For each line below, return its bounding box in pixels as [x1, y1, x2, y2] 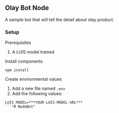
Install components [5, 58, 43, 64]
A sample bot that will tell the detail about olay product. [5, 16, 115, 22]
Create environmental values [5, 76, 62, 82]
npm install [5, 68, 29, 73]
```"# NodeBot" [5, 104, 36, 109]
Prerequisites [5, 40, 31, 45]
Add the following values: [12, 91, 63, 97]
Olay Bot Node [5, 4, 49, 12]
